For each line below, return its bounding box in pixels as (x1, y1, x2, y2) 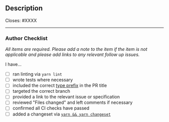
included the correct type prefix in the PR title (12, 83, 107, 89)
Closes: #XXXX (5, 17, 37, 23)
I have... (5, 62, 22, 68)
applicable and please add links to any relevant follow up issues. (5, 51, 140, 57)
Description (5, 4, 43, 13)
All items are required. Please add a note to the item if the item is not (5, 46, 147, 52)
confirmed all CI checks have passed (12, 105, 90, 111)
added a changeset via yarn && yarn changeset (12, 111, 111, 117)
